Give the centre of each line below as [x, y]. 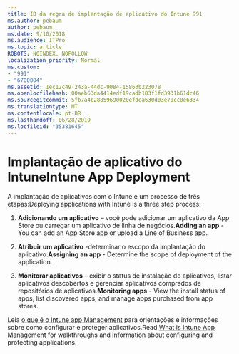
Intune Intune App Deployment [99, 177]
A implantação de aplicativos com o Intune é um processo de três [104, 197]
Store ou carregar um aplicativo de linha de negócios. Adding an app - [121, 226]
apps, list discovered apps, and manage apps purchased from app [115, 298]
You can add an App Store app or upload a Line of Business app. [113, 233]
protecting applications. [42, 343]
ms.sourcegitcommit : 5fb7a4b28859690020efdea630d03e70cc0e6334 [103, 100]
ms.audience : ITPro [36, 41]
